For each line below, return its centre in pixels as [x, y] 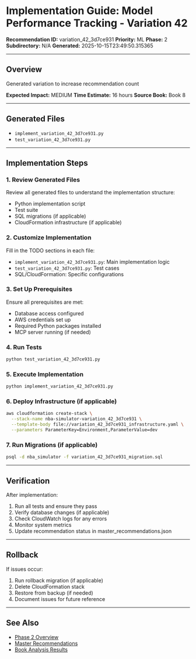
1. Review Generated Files [43, 180]
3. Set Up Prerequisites [39, 289]
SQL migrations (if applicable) [50, 216]
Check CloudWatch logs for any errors [61, 519]
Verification [28, 481]
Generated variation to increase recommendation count [73, 84]
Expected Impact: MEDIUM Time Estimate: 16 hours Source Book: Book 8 [96, 95]
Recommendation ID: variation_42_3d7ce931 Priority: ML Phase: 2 [87, 39]
